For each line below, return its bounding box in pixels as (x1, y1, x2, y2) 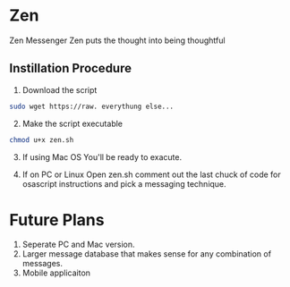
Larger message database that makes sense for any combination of (21, 249, 271, 259)
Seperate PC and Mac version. (21, 239, 136, 250)
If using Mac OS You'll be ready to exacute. (21, 151, 182, 162)
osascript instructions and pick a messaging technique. (21, 178, 226, 189)
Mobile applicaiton (21, 267, 91, 278)
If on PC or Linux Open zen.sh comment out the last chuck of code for (21, 169, 282, 180)
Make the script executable (21, 118, 124, 129)
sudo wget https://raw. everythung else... (9, 102, 175, 111)
